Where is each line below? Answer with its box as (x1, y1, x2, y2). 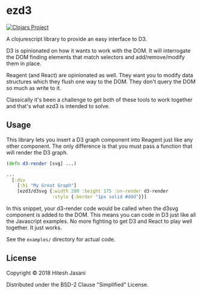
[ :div (11, 177, 26, 183)
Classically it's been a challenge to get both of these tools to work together (6, 96, 193, 103)
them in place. (6, 60, 42, 67)
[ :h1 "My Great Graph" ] (17, 182, 77, 189)
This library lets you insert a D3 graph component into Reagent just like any (6, 136, 193, 143)
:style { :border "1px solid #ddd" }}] (52, 194, 147, 200)
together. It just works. (6, 224, 62, 231)
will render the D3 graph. (6, 149, 68, 156)
